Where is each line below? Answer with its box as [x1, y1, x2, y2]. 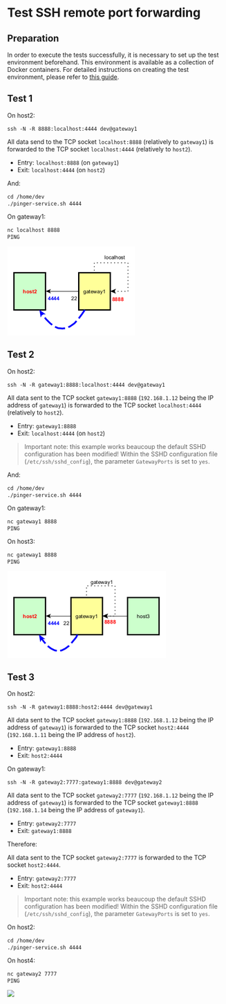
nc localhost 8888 [7, 226, 60, 233]
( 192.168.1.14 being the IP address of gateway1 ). [7, 806, 145, 814]
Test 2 [7, 349, 35, 360]
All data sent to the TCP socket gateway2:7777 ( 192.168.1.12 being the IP [7, 791, 214, 800]
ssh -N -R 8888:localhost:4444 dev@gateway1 [7, 125, 138, 132]
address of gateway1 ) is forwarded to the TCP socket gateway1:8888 [7, 798, 199, 807]
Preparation [7, 33, 59, 44]
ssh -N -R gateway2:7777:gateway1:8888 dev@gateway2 [7, 779, 162, 786]
